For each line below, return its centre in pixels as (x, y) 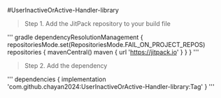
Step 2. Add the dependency (66, 65)
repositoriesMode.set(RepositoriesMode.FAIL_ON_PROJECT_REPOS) (106, 44)
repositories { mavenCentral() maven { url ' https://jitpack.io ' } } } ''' (103, 52)
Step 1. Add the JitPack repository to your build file (98, 23)
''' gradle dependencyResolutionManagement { (75, 37)
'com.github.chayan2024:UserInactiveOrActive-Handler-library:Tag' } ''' (111, 86)
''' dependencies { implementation (57, 79)
